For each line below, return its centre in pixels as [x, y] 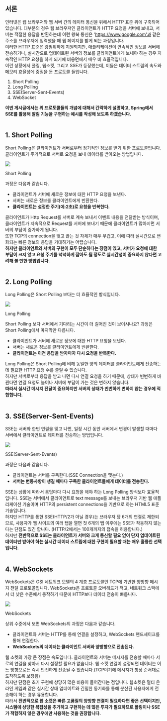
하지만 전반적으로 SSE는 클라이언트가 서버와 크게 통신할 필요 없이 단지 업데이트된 [83, 535]
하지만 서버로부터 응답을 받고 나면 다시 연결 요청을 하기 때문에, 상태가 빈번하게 [81, 376]
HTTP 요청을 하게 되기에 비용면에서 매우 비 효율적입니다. [73, 59]
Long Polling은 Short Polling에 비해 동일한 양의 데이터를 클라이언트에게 [75, 364]
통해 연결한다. [26, 640]
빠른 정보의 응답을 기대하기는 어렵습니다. [57, 242]
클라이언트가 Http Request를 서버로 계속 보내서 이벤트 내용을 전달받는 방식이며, [82, 217]
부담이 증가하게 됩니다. [36, 229]
